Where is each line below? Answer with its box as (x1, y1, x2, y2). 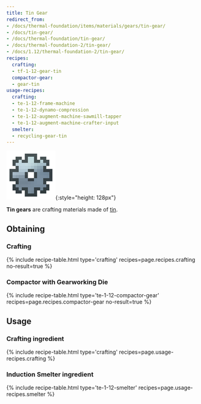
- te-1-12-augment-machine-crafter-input (12, 120, 119, 126)
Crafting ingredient (6, 334, 64, 343)
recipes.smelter (6, 391, 46, 398)
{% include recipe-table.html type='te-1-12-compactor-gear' (6, 292, 159, 299)
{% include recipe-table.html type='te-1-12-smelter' (6, 384, 137, 392)
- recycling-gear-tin (12, 132, 67, 139)
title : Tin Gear (6, 10, 48, 16)
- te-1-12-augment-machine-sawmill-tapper (12, 113, 122, 120)
